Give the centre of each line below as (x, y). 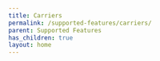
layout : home (30, 45)
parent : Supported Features (55, 30)
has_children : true (41, 38)
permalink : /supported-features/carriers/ (80, 23)
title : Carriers (35, 15)
